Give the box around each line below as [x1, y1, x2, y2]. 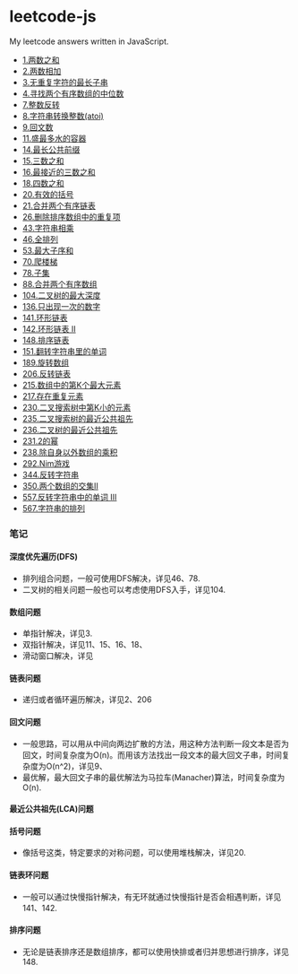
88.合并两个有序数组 [21, 278, 98, 289]
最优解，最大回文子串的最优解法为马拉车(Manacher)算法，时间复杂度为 [21, 771, 285, 782]
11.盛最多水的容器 [21, 133, 87, 143]
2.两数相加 [21, 65, 62, 76]
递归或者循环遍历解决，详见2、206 [21, 694, 152, 705]
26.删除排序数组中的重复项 [21, 211, 121, 222]
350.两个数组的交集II [21, 480, 98, 491]
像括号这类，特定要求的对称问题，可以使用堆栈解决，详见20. [21, 848, 246, 858]
